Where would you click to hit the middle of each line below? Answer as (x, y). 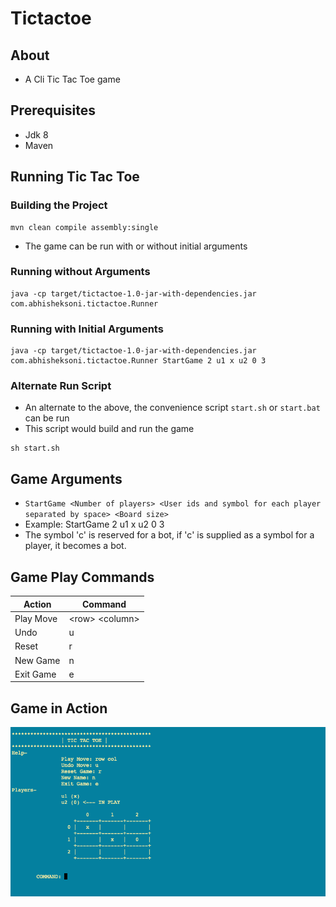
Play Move (36, 618)
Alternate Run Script (61, 386)
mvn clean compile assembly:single (84, 227)
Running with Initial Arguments (87, 329)
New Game (37, 660)
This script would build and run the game (109, 429)
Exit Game (35, 674)
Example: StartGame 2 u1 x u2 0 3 (94, 524)
